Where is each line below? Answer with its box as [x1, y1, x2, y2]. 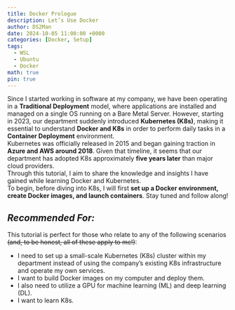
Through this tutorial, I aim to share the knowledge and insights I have [7, 169, 209, 177]
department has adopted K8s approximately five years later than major [7, 154, 214, 163]
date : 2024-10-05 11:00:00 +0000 [7, 29, 105, 37]
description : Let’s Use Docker [7, 17, 99, 24]
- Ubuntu [13, 56, 39, 63]
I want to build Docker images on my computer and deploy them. [17, 274, 205, 283]
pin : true [7, 75, 36, 83]
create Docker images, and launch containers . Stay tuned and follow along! [7, 191, 229, 200]
